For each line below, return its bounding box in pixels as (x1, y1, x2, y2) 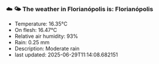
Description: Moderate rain (14, 45, 80, 52)
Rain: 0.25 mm (14, 39, 50, 46)
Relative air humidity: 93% (14, 33, 79, 40)
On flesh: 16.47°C (14, 27, 57, 34)
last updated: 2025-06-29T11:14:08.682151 (14, 51, 119, 58)
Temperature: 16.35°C (14, 20, 68, 27)
